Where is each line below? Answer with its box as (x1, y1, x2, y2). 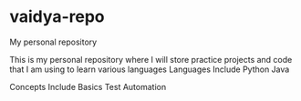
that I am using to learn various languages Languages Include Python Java (9, 64, 290, 75)
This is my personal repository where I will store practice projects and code (9, 54, 293, 65)
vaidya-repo (9, 6, 105, 27)
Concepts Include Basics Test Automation (9, 81, 167, 92)
